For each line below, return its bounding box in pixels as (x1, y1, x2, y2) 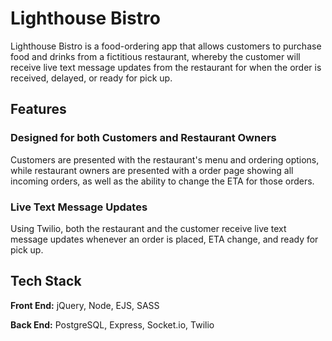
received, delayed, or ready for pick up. (10, 72, 173, 84)
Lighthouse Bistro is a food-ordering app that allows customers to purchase (10, 40, 322, 52)
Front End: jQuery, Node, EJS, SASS (10, 299, 160, 311)
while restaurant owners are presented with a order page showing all (10, 164, 294, 176)
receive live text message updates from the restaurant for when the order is (10, 61, 322, 73)
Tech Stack (10, 273, 82, 290)
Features (10, 101, 67, 118)
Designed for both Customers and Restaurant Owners (10, 131, 277, 145)
